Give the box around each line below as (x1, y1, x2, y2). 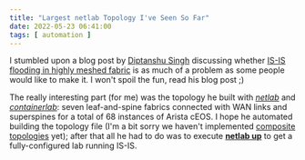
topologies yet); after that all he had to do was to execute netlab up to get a (9, 131, 293, 142)
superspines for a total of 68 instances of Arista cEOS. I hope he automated (9, 111, 293, 123)
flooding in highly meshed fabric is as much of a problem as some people (9, 65, 285, 75)
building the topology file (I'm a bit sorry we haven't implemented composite (9, 121, 296, 132)
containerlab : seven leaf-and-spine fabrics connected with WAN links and (9, 102, 288, 113)
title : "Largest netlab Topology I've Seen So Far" (9, 13, 209, 23)
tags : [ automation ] (9, 30, 92, 39)
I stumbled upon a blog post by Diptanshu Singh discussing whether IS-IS (9, 55, 286, 66)
